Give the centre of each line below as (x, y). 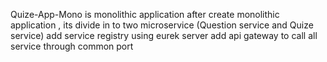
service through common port (72, 46)
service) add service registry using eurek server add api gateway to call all (164, 35)
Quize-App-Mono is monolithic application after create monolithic (145, 14)
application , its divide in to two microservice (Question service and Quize (162, 25)
